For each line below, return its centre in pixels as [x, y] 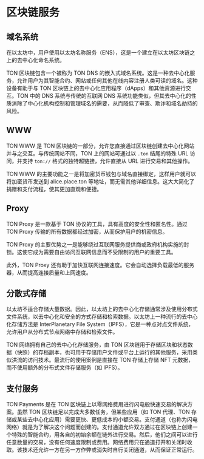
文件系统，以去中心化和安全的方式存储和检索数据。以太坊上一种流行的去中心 [102, 317]
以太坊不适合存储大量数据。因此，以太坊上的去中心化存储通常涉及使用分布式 [102, 309]
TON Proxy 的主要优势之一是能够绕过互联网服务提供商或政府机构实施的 [95, 244]
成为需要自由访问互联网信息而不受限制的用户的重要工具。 [104, 252]
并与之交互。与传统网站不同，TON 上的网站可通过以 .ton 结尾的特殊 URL [97, 153]
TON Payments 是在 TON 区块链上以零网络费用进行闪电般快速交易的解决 [97, 404]
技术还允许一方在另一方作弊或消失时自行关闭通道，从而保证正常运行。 [110, 450]
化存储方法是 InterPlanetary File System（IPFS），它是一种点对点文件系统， [100, 324]
